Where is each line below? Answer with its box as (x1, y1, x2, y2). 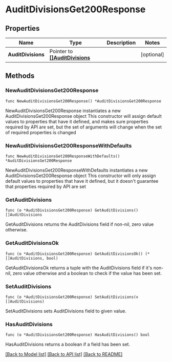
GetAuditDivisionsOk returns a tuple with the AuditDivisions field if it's (5, 265, 153, 271)
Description (106, 39, 136, 46)
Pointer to (49, 48, 73, 55)
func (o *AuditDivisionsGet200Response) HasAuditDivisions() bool (5, 332, 150, 337)
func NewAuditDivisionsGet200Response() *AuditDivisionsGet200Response (5, 98, 161, 103)
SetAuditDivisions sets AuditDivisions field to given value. (5, 308, 126, 314)
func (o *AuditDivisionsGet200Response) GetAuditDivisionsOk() (5, 251, 143, 257)
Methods (5, 72, 35, 80)
